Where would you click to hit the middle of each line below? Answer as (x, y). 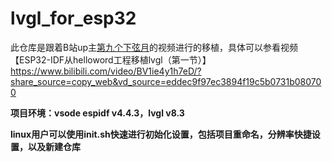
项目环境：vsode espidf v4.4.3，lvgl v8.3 (97, 113)
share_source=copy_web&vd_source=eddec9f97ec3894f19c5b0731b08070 (166, 81)
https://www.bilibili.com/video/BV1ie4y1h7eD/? (106, 71)
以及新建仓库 (54, 146)
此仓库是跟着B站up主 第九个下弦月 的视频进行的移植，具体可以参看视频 (154, 47)
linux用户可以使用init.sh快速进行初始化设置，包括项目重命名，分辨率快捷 (161, 134)
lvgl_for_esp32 (73, 18)
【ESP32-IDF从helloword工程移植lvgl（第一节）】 (111, 59)
